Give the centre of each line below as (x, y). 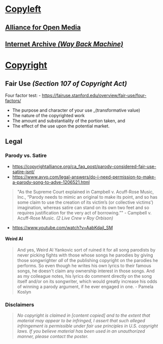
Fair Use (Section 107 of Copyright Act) (66, 83)
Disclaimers (20, 304)
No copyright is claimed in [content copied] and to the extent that (84, 315)
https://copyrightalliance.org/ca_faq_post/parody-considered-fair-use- (84, 166)
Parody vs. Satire (26, 156)
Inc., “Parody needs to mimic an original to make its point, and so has (87, 197)
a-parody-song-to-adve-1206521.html (51, 182)
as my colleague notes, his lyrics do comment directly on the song (84, 276)
